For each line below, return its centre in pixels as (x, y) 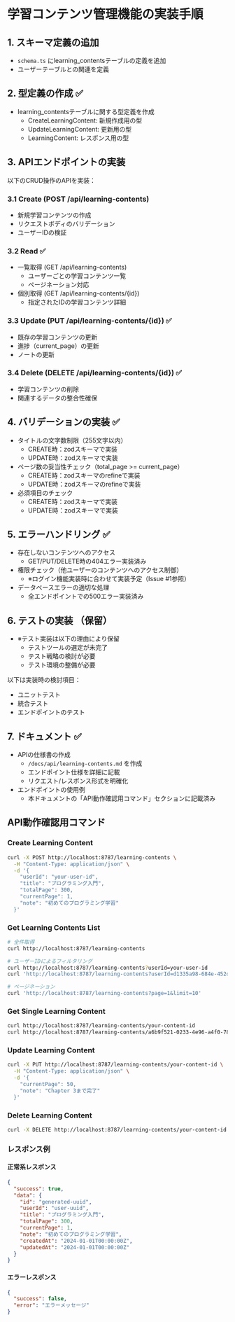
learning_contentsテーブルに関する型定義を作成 (86, 111)
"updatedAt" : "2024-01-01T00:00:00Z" (75, 1247)
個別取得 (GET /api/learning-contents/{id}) (78, 293)
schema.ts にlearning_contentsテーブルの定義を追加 (92, 61)
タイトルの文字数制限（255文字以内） (72, 440)
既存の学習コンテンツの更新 (57, 337)
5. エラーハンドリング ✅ (59, 535)
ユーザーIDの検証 (42, 232)
